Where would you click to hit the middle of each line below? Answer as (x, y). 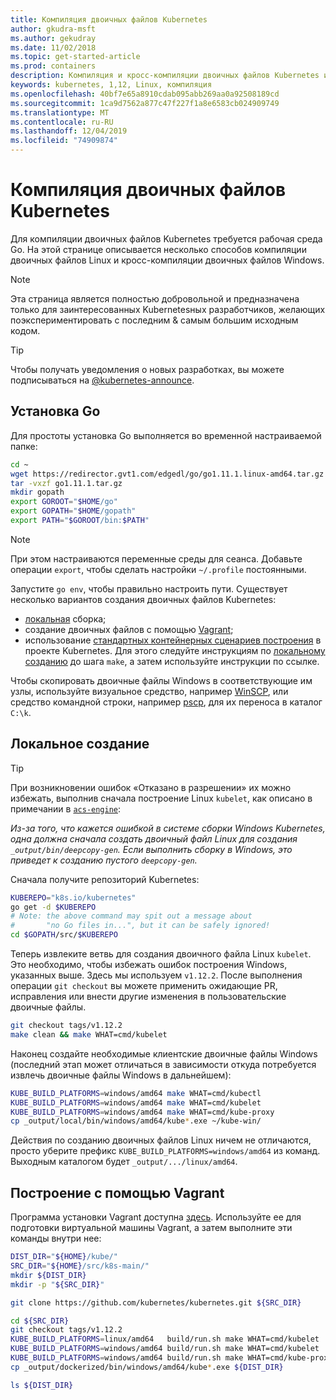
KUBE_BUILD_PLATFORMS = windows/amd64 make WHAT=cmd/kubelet (136, 1102)
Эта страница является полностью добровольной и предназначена (155, 298)
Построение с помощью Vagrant (117, 1192)
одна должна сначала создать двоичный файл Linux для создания (154, 838)
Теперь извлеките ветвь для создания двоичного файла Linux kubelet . (161, 954)
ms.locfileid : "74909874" (64, 141)
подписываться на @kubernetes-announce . (102, 380)
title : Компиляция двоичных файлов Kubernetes (109, 19)
